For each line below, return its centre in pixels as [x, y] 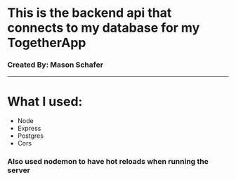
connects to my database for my [104, 28]
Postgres [31, 136]
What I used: [45, 102]
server [19, 170]
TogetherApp [47, 43]
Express [29, 129]
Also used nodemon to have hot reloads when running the [108, 162]
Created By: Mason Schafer [55, 65]
